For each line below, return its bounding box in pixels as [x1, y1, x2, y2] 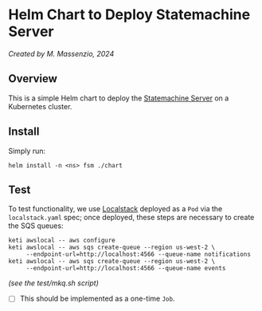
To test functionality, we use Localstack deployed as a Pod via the [8, 204, 223, 214]
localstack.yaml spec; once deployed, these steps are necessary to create [8, 213, 255, 222]
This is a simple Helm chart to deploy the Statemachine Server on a [8, 93, 229, 103]
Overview [8, 72, 58, 85]
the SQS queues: [8, 221, 64, 230]
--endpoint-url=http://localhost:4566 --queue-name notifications [25, 250, 251, 258]
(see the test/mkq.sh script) [8, 278, 100, 288]
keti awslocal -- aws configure [8, 237, 115, 245]
